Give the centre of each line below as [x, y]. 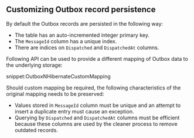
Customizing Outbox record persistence [81, 10]
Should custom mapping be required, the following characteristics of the [93, 88]
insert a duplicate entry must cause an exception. [74, 111]
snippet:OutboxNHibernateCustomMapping [59, 76]
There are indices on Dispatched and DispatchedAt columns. [87, 47]
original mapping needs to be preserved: [55, 94]
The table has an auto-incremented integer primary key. [82, 35]
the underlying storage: [34, 65]
